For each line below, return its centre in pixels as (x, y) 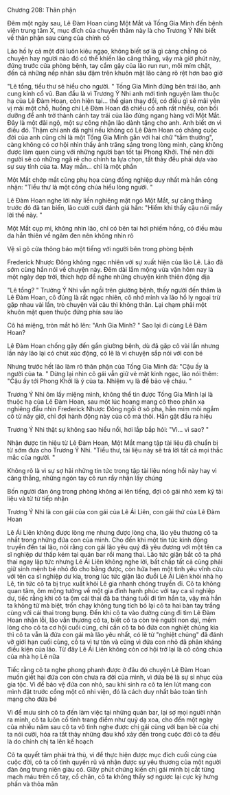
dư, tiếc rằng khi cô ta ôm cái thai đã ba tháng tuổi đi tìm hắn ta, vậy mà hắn (114, 598)
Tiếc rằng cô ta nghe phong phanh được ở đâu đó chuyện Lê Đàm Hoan (109, 670)
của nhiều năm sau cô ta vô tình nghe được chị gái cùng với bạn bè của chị (113, 727)
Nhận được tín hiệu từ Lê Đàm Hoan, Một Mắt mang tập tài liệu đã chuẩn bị (113, 443)
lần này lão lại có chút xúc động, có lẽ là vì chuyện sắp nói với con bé (105, 353)
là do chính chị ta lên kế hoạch (50, 741)
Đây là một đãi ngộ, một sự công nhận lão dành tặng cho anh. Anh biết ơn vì (114, 123)
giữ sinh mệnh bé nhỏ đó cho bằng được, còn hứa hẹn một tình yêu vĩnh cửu (115, 569)
